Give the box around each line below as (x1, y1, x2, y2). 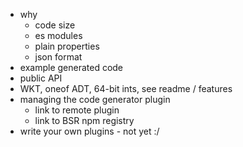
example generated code (19, 62, 124, 73)
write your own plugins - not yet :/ (19, 125, 160, 137)
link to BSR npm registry (34, 115, 135, 126)
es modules (34, 30, 83, 41)
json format (34, 51, 83, 63)
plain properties (34, 40, 100, 52)
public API (19, 72, 63, 84)
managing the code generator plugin (19, 94, 171, 105)
